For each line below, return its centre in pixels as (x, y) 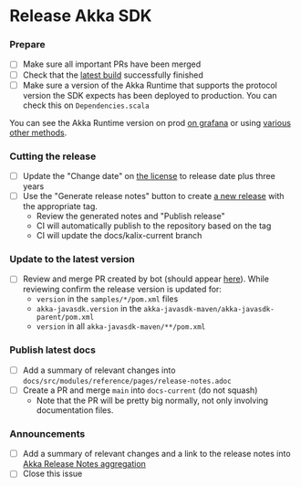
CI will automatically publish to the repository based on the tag (154, 226)
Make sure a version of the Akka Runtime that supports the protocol (150, 85)
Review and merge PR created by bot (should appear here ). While (145, 279)
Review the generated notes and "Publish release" (130, 217)
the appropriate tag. (60, 206)
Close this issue (52, 474)
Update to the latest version (72, 259)
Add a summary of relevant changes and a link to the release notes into (156, 454)
